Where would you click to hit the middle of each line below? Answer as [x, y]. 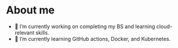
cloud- [164, 26]
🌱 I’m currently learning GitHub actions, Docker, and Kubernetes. [93, 39]
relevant [24, 32]
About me [30, 10]
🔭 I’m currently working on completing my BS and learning [85, 26]
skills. [42, 32]
